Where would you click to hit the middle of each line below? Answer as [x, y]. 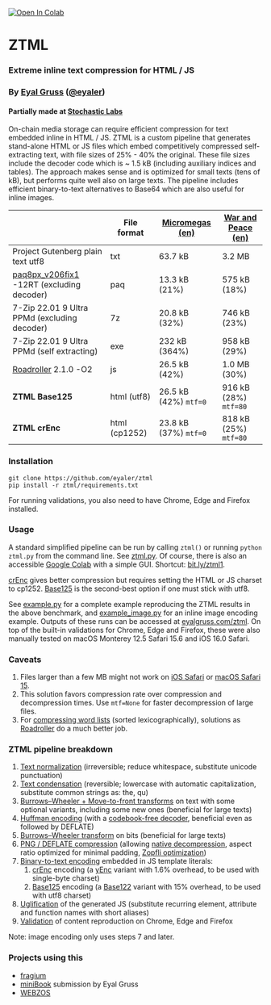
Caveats [25, 660]
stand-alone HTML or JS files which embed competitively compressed [126, 146]
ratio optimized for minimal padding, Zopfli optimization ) [113, 852]
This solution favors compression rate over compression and [121, 694]
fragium [33, 975]
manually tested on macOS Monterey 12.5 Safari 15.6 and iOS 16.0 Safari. [129, 639]
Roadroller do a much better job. [74, 729]
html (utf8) [130, 397]
